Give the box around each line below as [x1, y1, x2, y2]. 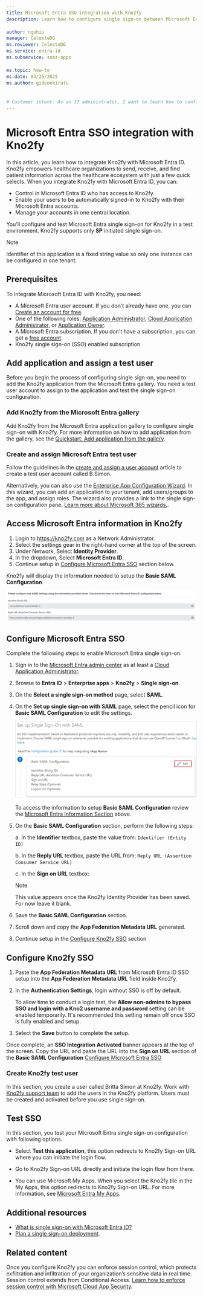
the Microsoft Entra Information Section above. [14, 810, 132, 818]
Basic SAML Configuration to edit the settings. [14, 709, 133, 717]
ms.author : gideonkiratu [6, 80, 69, 86]
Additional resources [6, 1207, 87, 1217]
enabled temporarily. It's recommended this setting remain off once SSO [14, 1011, 196, 1019]
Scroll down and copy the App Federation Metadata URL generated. [14, 923, 186, 930]
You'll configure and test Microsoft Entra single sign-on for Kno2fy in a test [6, 221, 193, 228]
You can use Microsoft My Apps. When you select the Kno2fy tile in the [14, 1177, 193, 1184]
